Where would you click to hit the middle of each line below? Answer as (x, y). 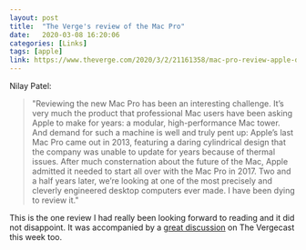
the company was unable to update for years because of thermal (153, 152)
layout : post (34, 18)
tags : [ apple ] (36, 52)
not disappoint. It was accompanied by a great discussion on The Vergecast (152, 227)
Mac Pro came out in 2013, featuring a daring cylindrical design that (159, 142)
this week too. (36, 237)
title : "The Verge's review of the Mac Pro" (97, 26)
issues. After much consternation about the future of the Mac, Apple (160, 161)
